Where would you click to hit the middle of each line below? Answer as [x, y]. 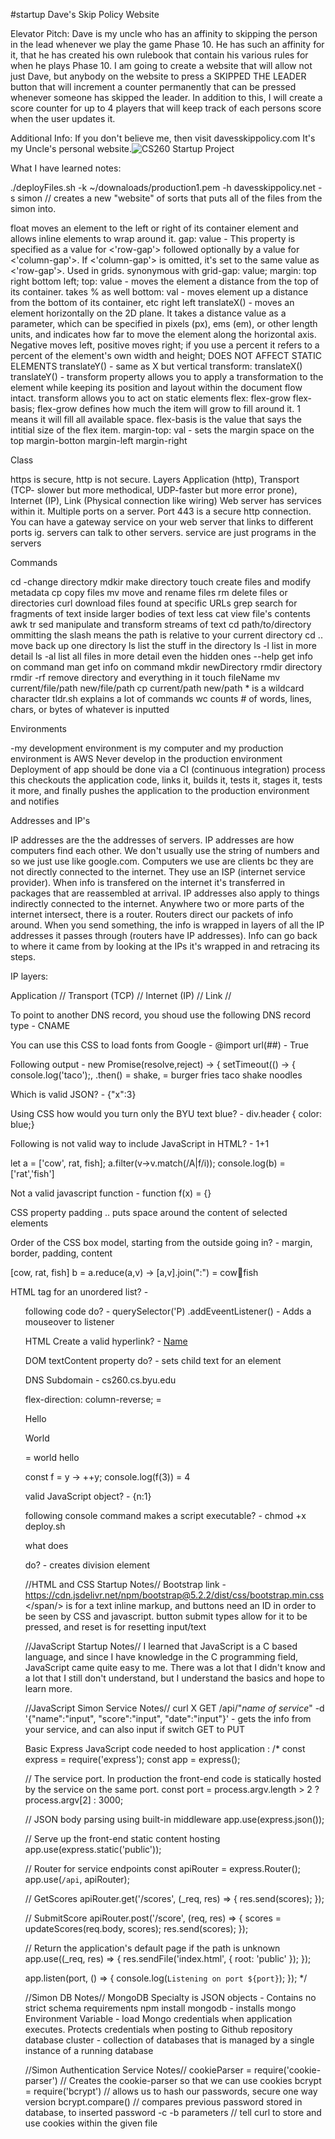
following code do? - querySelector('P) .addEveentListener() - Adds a [168, 1311]
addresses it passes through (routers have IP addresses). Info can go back [164, 935]
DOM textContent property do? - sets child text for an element [153, 1360]
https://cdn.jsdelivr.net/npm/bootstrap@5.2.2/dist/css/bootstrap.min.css [174, 1595]
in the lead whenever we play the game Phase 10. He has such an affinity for [167, 44]
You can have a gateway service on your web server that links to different [162, 522]
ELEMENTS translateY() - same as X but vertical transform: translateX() [156, 366]
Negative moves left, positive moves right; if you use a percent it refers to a [165, 345]
